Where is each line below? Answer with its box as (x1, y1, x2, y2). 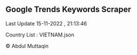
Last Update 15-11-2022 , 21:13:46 (5, 20, 87, 27)
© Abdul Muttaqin (5, 42, 49, 49)
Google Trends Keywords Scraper (5, 5, 131, 14)
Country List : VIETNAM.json (5, 31, 74, 38)
